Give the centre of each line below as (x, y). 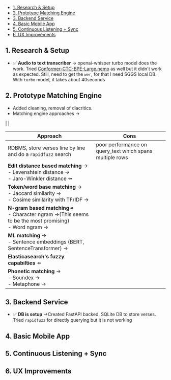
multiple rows (112, 157)
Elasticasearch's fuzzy (36, 256)
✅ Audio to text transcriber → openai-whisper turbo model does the (85, 63)
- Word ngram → (28, 227)
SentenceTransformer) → (38, 248)
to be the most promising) (39, 220)
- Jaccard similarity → (35, 193)
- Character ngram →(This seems (48, 214)
